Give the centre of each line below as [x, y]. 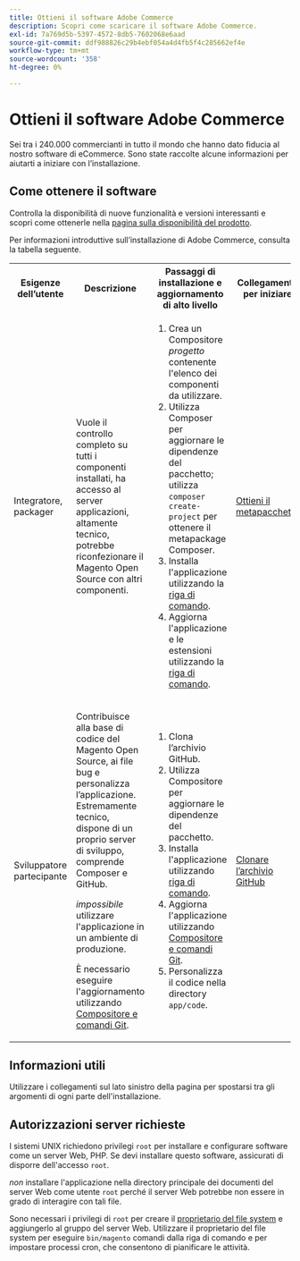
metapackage [197, 538]
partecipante [41, 876]
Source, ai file [104, 761]
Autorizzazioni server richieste [97, 1125]
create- [184, 506]
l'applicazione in [110, 927]
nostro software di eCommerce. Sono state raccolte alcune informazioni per [149, 154]
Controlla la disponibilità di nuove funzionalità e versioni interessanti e [137, 213]
